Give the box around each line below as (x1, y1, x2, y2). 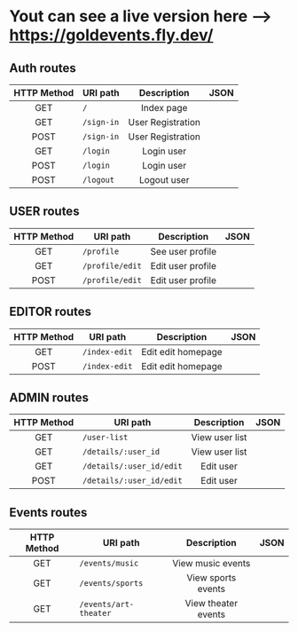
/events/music (79, 558, 139, 569)
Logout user (138, 174, 190, 186)
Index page (140, 102, 188, 114)
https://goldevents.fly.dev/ (9, 25, 214, 45)
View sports (185, 572, 237, 584)
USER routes (9, 204, 80, 219)
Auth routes (9, 60, 77, 75)
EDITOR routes (9, 304, 91, 320)
